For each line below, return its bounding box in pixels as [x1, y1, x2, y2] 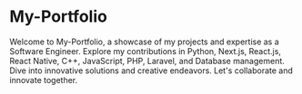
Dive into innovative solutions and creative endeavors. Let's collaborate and [9, 65, 294, 76]
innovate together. [9, 74, 78, 85]
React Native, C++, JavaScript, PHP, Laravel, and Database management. [9, 55, 285, 66]
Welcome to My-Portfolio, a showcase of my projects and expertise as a [9, 36, 279, 47]
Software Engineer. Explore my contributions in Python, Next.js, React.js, [9, 45, 282, 56]
